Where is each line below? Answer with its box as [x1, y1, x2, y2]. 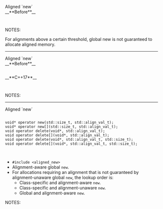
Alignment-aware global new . [12, 164, 69, 170]
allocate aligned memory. [5, 41, 56, 47]
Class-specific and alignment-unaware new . [19, 185, 106, 190]
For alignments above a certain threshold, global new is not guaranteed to [5, 37, 153, 42]
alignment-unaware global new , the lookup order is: [12, 174, 114, 180]
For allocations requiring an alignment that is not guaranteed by [12, 170, 139, 175]
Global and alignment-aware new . [19, 190, 85, 196]
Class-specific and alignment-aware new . [19, 180, 101, 186]
